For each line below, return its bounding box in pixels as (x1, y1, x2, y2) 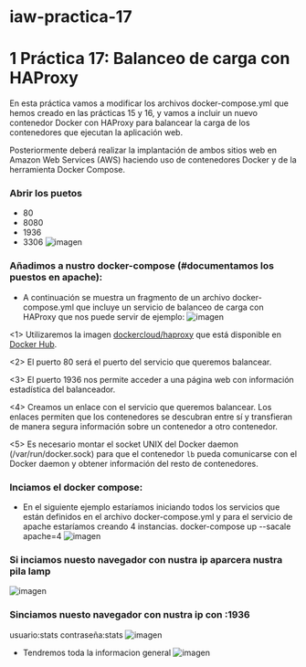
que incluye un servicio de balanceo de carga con (76, 302, 264, 312)
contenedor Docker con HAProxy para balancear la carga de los (9, 117, 250, 129)
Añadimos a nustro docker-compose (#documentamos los (9, 259, 274, 272)
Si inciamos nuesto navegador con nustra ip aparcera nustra (9, 553, 283, 566)
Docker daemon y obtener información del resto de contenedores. (9, 458, 259, 469)
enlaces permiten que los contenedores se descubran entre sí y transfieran (9, 411, 293, 422)
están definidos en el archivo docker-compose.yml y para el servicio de (22, 512, 293, 523)
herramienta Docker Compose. (9, 164, 126, 175)
